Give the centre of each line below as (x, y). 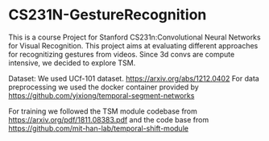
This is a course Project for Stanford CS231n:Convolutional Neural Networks (134, 37)
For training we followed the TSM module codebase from (103, 111)
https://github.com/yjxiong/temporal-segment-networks (101, 95)
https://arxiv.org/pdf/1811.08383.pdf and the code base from (109, 119)
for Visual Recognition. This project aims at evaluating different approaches (133, 45)
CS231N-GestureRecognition (108, 15)
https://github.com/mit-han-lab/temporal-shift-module (99, 128)
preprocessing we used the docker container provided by (103, 87)
